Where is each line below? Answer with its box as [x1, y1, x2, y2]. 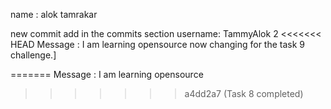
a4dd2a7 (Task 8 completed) [184, 88, 304, 99]
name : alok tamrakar [10, 9, 98, 20]
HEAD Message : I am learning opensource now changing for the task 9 [10, 39, 306, 50]
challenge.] [10, 49, 57, 61]
